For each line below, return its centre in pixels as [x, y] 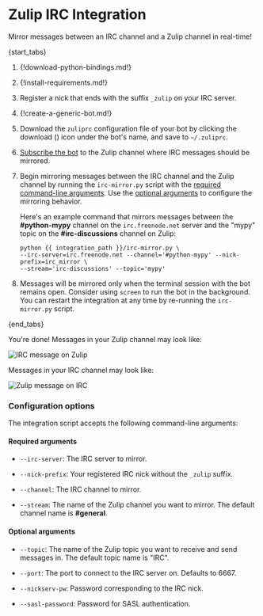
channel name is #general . [63, 513]
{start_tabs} [27, 51]
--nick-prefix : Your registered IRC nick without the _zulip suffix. [126, 474]
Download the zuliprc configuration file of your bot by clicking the [128, 128]
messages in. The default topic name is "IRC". [94, 557]
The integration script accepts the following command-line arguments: [123, 423]
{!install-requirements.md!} [64, 82]
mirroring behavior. [51, 201]
